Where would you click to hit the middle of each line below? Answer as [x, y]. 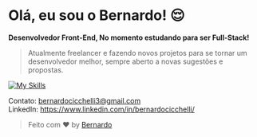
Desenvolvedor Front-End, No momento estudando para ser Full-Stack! [129, 37]
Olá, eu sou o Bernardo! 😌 [97, 16]
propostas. [45, 69]
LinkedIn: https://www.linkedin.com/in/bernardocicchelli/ [102, 109]
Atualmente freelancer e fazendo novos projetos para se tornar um [137, 53]
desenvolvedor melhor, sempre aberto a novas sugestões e [125, 61]
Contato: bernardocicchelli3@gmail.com [75, 100]
